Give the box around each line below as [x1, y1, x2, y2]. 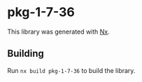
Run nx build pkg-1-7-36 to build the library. [7, 66, 136, 74]
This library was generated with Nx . [7, 27, 110, 36]
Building [7, 48, 44, 60]
